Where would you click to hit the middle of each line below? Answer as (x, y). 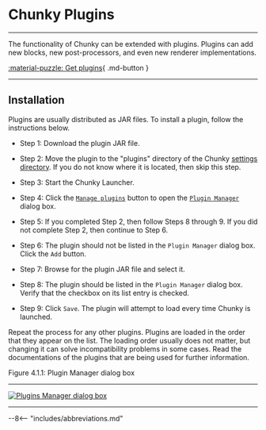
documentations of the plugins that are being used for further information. (129, 357)
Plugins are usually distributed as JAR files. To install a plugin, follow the (126, 119)
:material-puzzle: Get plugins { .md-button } (78, 67)
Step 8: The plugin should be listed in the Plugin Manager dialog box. (131, 284)
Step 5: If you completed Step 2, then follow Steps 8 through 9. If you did (139, 221)
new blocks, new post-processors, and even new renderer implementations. (133, 52)
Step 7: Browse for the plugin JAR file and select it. (103, 269)
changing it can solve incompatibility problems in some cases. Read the (125, 349)
